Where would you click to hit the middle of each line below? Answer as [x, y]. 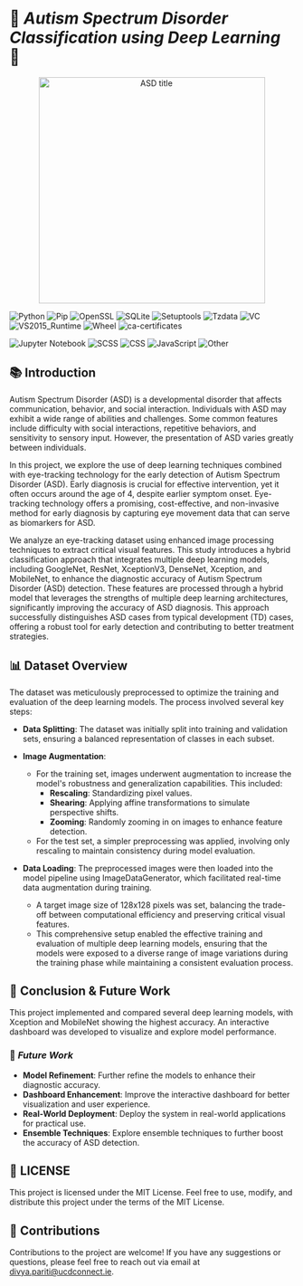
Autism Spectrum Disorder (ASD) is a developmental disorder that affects [146, 399]
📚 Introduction [53, 373]
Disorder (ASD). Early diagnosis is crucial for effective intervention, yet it [144, 484]
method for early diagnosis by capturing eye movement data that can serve [150, 513]
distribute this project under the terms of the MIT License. [117, 1202]
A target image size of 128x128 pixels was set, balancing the [148, 905]
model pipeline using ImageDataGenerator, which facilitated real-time [152, 878]
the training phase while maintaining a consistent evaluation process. [165, 962]
